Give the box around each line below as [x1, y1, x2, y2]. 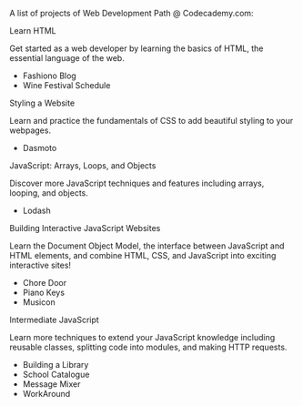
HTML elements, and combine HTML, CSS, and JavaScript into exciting [9, 250, 277, 260]
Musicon [22, 297, 56, 308]
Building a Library [22, 360, 89, 370]
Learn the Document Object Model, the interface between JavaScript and [9, 240, 285, 251]
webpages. [9, 125, 52, 136]
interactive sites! [9, 259, 71, 270]
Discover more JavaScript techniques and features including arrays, [9, 178, 265, 188]
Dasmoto [22, 143, 57, 153]
